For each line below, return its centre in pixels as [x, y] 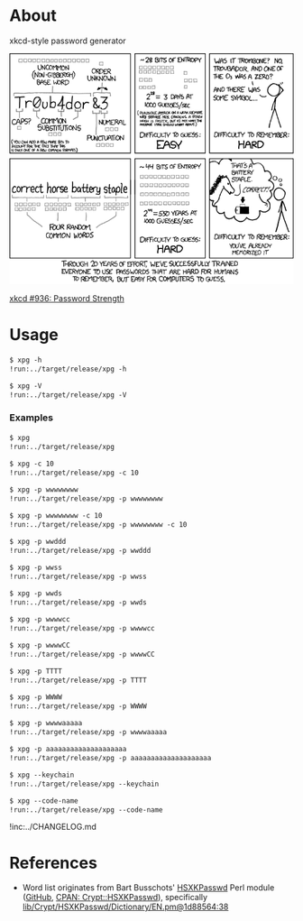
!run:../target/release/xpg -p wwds [78, 602]
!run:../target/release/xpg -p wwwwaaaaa [88, 732]
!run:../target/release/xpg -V [68, 395]
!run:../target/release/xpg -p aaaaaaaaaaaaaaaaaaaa [110, 758]
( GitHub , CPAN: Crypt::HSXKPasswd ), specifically [115, 898]
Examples [32, 418]
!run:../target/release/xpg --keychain [84, 784]
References [53, 863]
